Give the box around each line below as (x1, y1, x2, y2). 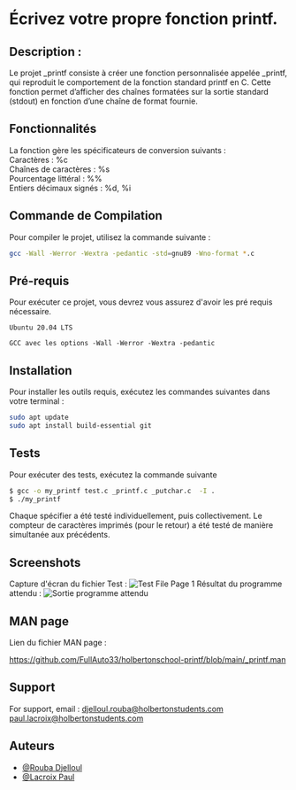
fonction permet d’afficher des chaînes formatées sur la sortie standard (9, 87, 269, 97)
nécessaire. (9, 306, 51, 317)
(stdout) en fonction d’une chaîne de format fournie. (9, 96, 199, 106)
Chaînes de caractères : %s (9, 164, 110, 174)
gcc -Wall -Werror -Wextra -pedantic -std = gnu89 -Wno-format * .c (9, 249, 255, 258)
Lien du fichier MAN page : (9, 638, 108, 648)
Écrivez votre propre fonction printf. (9, 9, 278, 29)
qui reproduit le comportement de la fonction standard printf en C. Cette (9, 77, 271, 88)
